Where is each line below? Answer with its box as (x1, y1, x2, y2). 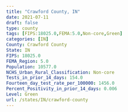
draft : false (6, 20, 38, 25)
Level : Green (6, 91, 38, 97)
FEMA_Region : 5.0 (6, 58, 49, 64)
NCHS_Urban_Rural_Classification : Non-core (6, 69, 115, 75)
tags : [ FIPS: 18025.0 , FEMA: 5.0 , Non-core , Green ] (6, 31, 123, 37)
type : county (6, 25, 38, 31)
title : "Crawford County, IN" (6, 8, 81, 15)
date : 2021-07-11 (6, 14, 49, 20)
